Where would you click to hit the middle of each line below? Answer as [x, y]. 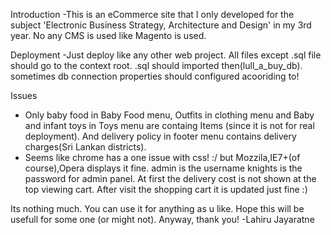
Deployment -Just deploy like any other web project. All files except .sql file [166, 55]
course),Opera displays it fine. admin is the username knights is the [163, 168]
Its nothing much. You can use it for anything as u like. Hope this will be [157, 208]
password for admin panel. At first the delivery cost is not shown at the [170, 178]
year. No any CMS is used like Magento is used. [108, 35]
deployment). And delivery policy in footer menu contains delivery [160, 136]
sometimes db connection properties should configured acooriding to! [155, 76]
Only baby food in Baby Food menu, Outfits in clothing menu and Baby [169, 115]
